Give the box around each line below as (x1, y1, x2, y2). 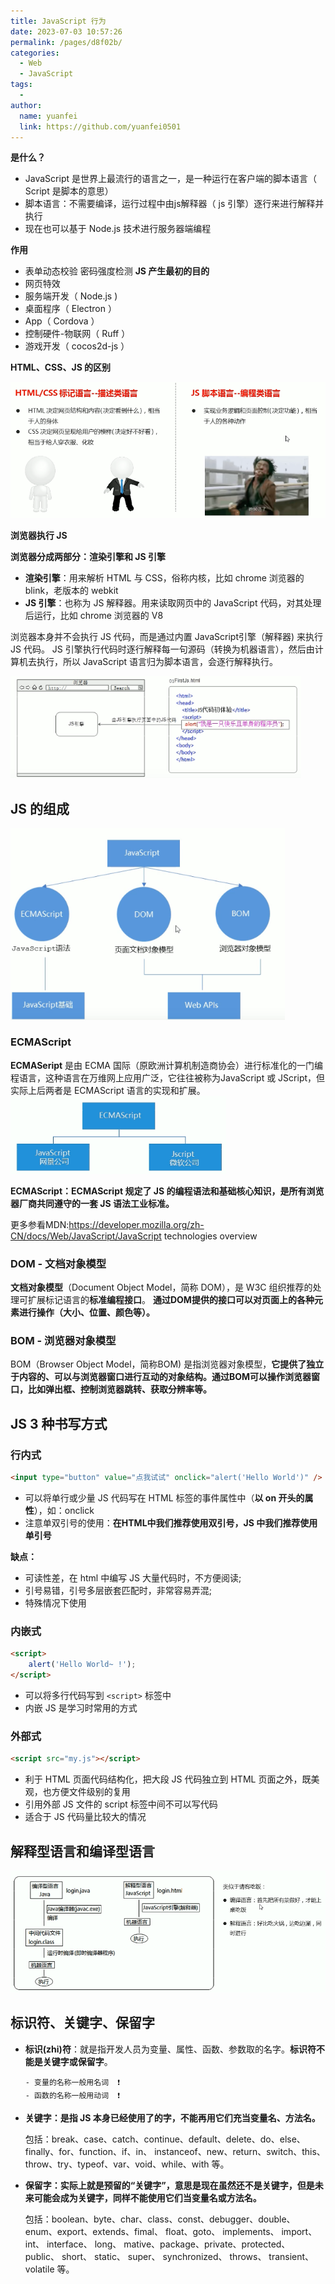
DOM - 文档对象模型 (10, 1256, 107, 1270)
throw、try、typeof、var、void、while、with (24, 2158, 210, 2170)
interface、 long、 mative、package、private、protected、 (46, 2238, 291, 2250)
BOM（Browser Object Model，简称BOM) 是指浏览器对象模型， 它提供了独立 (10, 1358, 325, 1370)
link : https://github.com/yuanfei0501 (19, 121, 182, 132)
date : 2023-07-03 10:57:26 (10, 26, 123, 37)
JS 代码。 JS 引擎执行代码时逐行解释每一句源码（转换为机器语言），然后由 (10, 643, 315, 655)
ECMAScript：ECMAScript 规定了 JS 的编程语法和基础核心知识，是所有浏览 (10, 1185, 325, 1197)
